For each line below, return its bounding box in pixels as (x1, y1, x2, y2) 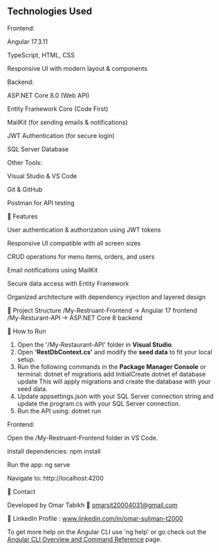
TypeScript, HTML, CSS (7, 51, 75, 59)
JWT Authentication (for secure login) (7, 131, 116, 139)
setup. (17, 355, 36, 363)
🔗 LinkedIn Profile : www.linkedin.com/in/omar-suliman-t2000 (7, 514, 183, 522)
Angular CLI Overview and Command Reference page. (7, 535, 162, 543)
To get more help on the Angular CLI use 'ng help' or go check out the (7, 527, 207, 536)
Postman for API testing (7, 198, 75, 207)
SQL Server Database (7, 145, 69, 153)
